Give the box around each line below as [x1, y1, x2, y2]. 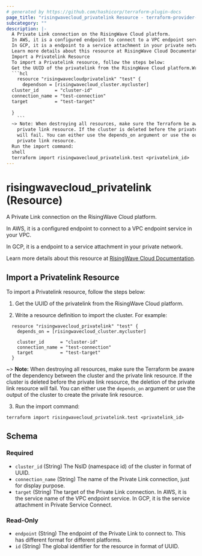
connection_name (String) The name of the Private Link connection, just [14, 475, 190, 482]
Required [6, 449, 34, 457]
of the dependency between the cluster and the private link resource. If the [6, 372, 192, 379]
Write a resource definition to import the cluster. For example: [14, 312, 167, 319]
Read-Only [6, 516, 39, 525]
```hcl [11, 71, 28, 77]
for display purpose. [14, 482, 65, 489]
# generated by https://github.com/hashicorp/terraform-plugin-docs [6, 8, 182, 15]
